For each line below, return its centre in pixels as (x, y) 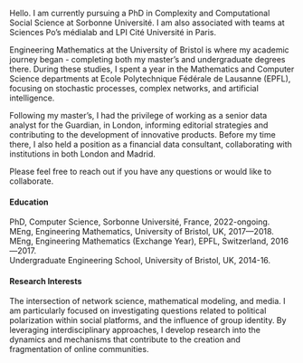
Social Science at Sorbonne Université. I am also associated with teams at (147, 23)
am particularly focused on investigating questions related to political (138, 310)
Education (29, 202)
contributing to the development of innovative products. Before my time (142, 134)
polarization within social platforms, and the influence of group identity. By (148, 320)
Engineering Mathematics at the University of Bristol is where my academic (149, 50)
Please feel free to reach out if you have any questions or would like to (141, 172)
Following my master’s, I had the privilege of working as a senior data (138, 115)
